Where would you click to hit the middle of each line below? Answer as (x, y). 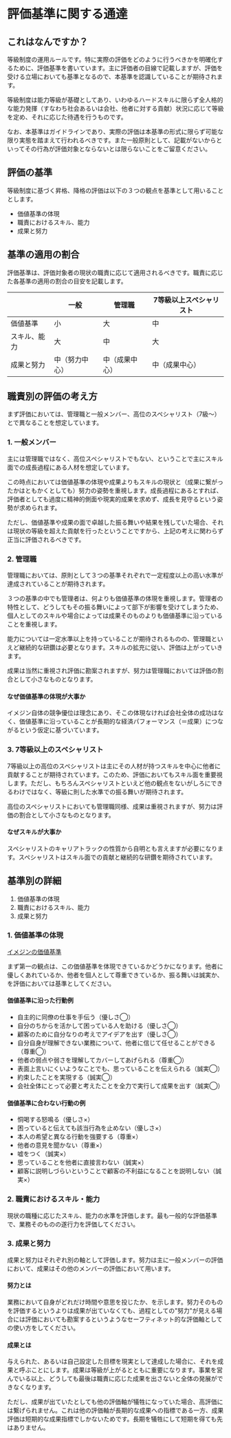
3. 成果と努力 (29, 1243)
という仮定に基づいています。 (61, 730)
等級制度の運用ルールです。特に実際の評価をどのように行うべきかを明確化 (112, 59)
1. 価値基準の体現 (35, 935)
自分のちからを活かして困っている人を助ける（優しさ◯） (99, 1026)
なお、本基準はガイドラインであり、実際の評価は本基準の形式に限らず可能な (115, 132)
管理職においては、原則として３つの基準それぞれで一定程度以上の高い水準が (115, 576)
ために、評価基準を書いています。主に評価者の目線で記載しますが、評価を (118, 68)
